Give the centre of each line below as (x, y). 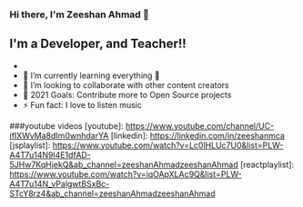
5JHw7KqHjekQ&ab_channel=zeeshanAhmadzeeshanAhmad (124, 164)
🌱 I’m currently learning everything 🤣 (91, 75)
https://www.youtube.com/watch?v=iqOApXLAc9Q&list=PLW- (126, 174)
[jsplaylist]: (30, 145)
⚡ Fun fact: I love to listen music (82, 104)
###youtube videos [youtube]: (67, 125)
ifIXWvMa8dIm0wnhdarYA (59, 135)
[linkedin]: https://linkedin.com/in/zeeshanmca (197, 135)
